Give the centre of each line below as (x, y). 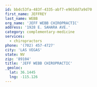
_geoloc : (14, 68)
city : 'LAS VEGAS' (24, 50)
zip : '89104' (18, 59)
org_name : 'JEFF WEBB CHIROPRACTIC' (42, 23)
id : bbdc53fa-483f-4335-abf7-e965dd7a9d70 (48, 9)
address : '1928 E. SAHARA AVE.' (38, 28)
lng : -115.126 (24, 77)
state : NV (15, 54)
